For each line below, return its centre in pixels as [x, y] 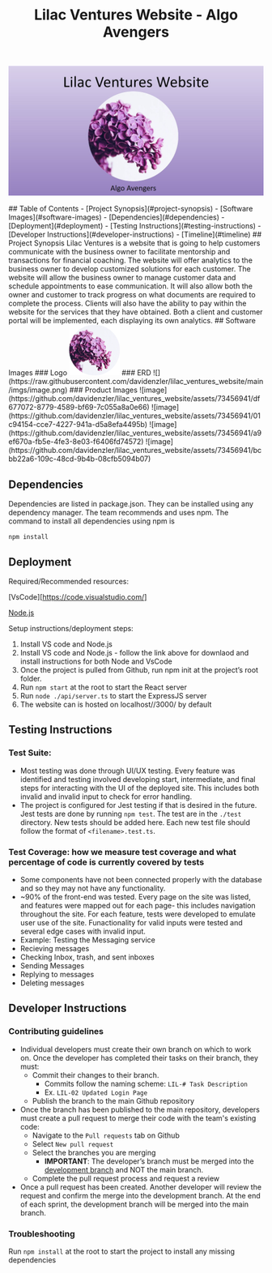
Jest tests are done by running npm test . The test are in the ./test [131, 814]
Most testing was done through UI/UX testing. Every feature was [127, 771]
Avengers [136, 32]
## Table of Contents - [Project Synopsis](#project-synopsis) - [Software [131, 209]
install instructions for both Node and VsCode [96, 661]
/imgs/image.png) [38, 390]
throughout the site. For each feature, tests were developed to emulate [138, 914]
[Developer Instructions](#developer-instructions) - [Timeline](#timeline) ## [135, 235]
